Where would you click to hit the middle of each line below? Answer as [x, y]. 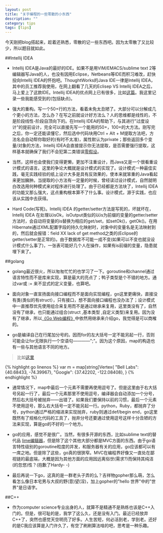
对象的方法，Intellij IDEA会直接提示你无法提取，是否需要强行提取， [84, 146]
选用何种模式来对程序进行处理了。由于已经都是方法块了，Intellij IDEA [89, 186]
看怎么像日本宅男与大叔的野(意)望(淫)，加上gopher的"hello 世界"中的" [82, 481]
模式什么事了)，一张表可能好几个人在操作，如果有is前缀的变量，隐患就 [87, 246]
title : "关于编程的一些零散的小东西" [38, 14]
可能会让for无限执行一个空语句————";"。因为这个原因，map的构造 [81, 341]
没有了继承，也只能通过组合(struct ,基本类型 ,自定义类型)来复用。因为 [81, 312]
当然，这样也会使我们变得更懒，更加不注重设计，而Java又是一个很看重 [83, 162]
